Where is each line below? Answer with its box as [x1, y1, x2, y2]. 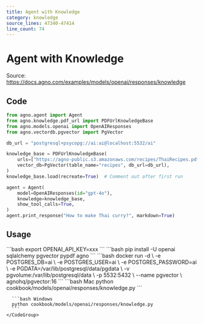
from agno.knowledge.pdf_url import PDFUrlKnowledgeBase [6, 118, 154, 124]
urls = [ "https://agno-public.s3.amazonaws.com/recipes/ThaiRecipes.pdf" [17, 157, 202, 163]
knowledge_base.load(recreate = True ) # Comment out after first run [6, 174, 183, 180]
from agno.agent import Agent [6, 112, 83, 118]
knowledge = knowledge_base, [17, 195, 86, 202]
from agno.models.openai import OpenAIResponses [6, 123, 132, 129]
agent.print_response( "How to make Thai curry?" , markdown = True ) [6, 213, 175, 219]
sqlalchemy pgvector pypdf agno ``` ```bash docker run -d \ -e [6, 252, 161, 259]
